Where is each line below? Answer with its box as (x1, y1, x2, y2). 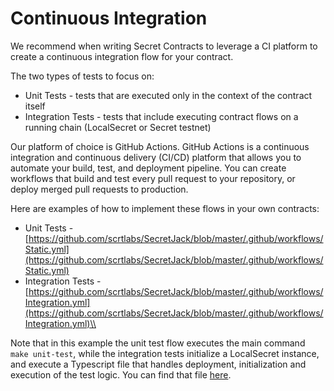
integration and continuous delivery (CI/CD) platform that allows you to (10, 151, 302, 163)
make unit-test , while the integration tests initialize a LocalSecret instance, (10, 347, 320, 359)
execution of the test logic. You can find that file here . (10, 368, 232, 381)
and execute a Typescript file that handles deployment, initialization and (10, 358, 307, 370)
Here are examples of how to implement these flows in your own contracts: (10, 202, 320, 214)
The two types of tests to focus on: (10, 70, 155, 82)
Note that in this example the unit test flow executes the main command (10, 337, 306, 349)
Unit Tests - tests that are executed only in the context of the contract (24, 89, 313, 101)
